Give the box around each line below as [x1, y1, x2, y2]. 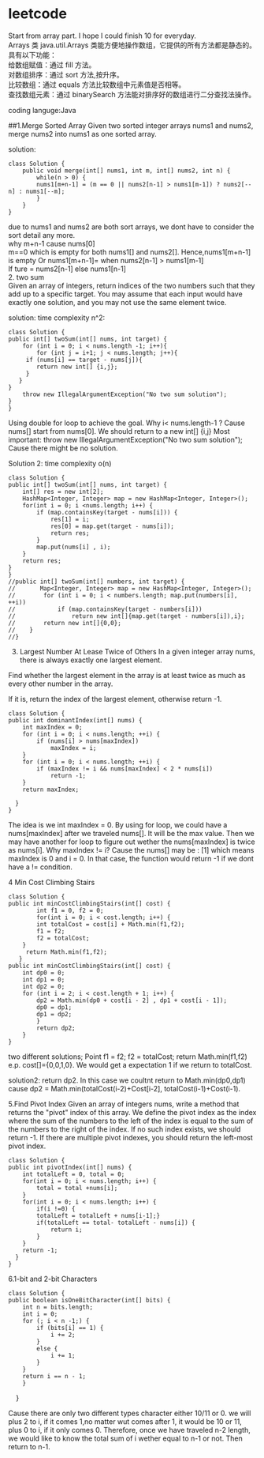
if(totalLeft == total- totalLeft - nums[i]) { [36, 1219, 195, 1226]
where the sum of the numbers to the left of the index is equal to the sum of [8, 1116, 254, 1125]
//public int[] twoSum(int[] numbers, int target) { [8, 578, 185, 586]
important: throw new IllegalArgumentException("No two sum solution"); [8, 435, 243, 444]
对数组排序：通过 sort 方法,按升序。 [8, 70, 124, 79]
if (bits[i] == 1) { [36, 1324, 104, 1332]
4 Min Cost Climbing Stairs [8, 877, 95, 887]
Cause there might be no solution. [8, 443, 118, 453]
